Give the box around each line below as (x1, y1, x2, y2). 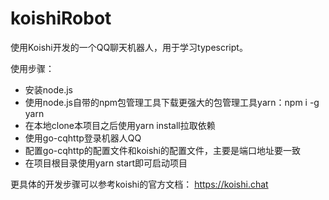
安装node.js (24, 83, 74, 96)
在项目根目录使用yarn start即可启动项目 (24, 157, 188, 169)
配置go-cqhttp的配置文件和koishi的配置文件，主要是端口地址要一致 (24, 144, 302, 156)
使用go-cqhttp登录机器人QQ (24, 132, 142, 144)
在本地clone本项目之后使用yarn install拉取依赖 (24, 119, 216, 131)
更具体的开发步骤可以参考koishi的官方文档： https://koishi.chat (10, 178, 269, 190)
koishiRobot (10, 7, 112, 30)
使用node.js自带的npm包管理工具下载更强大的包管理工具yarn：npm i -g (24, 96, 320, 108)
